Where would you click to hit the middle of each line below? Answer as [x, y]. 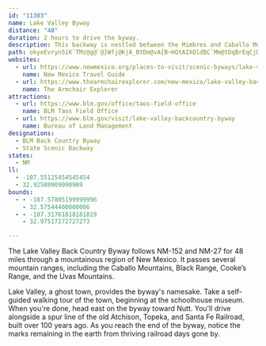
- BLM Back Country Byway [58, 141]
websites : [25, 60]
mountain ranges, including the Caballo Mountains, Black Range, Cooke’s [127, 268]
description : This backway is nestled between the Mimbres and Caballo [129, 45]
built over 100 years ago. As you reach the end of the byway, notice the [125, 325]
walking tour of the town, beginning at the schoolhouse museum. [139, 300]
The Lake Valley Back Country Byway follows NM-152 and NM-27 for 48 [126, 251]
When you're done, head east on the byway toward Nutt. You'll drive [120, 309]
